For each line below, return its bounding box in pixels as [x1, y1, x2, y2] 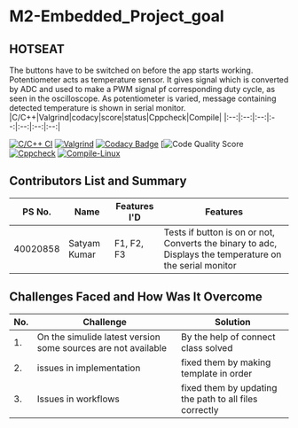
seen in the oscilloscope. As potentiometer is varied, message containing [9, 93, 277, 104]
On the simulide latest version [36, 331, 161, 343]
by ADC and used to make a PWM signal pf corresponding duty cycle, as [9, 84, 276, 94]
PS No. [21, 206, 51, 218]
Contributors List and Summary [9, 174, 187, 189]
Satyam [68, 237, 100, 249]
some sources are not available [36, 341, 167, 354]
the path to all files [180, 393, 258, 405]
